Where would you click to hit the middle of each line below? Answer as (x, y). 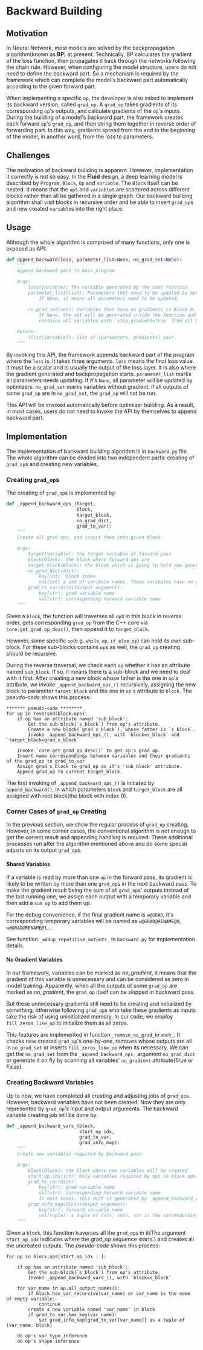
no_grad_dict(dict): (54, 571)
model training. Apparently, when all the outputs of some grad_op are (92, 986)
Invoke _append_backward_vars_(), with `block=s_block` (100, 1278)
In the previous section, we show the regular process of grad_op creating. (98, 825)
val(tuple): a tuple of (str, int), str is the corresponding (118, 1215)
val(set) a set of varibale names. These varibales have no (116, 582)
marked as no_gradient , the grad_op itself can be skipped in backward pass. (101, 992)
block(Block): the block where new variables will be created (108, 1170)
